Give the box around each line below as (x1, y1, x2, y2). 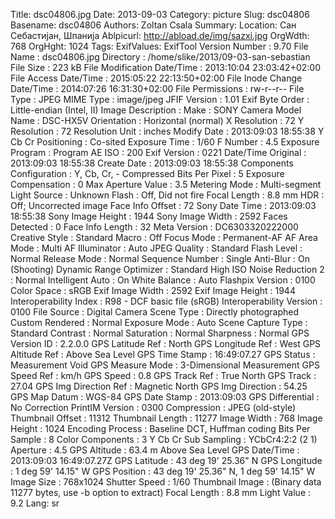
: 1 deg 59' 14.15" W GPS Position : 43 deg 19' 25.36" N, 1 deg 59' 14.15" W (10, 465, 316, 477)
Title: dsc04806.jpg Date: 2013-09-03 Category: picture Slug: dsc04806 (10, 9, 310, 20)
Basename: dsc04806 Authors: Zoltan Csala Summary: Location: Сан (10, 19, 297, 31)
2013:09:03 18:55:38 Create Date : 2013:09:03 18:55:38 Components (10, 157, 294, 169)
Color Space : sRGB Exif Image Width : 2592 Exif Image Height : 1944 (10, 285, 296, 296)
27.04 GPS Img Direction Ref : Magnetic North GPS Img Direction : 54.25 (10, 380, 308, 392)
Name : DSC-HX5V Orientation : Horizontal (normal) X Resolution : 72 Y (10, 115, 305, 126)
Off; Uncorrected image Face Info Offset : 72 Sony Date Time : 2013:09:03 (10, 200, 317, 211)
